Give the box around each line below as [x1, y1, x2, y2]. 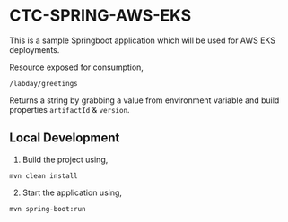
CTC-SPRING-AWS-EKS [9, 5, 191, 26]
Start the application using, [22, 187, 123, 198]
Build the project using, [22, 154, 109, 165]
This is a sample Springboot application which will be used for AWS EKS [9, 35, 276, 46]
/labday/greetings [9, 79, 78, 88]
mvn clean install [9, 171, 78, 180]
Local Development [9, 131, 120, 146]
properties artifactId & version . [9, 104, 130, 115]
